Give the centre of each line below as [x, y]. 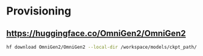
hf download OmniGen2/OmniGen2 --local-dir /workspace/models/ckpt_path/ [102, 47]
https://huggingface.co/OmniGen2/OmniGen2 [96, 33]
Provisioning [39, 11]
